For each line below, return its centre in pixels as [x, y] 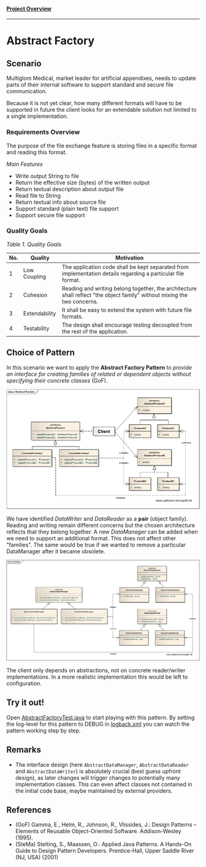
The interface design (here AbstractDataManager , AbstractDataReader [102, 764]
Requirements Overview [43, 132]
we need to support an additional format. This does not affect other [91, 538]
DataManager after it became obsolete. [56, 551]
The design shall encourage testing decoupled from [127, 325]
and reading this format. [37, 152]
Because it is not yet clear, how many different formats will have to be [94, 103]
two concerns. [80, 301]
